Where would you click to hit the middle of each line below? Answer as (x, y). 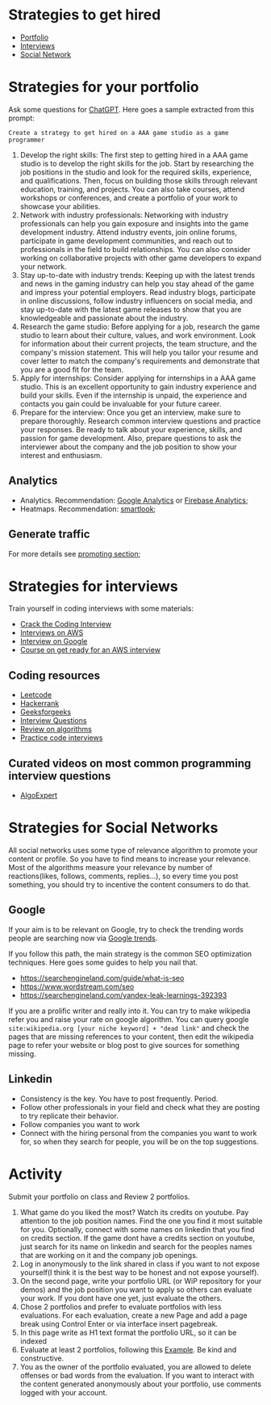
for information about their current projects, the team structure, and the (138, 343)
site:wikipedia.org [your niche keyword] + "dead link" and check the (129, 1028)
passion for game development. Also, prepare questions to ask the (131, 438)
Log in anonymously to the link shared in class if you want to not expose (140, 1264)
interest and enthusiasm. (61, 455)
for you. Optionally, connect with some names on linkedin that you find (137, 1229)
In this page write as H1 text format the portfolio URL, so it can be (128, 1332)
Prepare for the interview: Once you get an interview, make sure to (130, 412)
